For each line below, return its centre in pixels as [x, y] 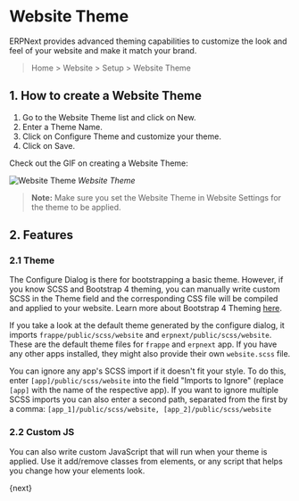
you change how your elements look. [77, 471]
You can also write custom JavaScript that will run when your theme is [138, 451]
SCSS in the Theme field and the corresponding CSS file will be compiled [144, 299]
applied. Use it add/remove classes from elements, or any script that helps [146, 461]
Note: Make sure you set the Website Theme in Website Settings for [156, 197]
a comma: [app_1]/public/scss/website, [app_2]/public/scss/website [141, 409]
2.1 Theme [32, 260]
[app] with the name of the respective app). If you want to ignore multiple [144, 390]
